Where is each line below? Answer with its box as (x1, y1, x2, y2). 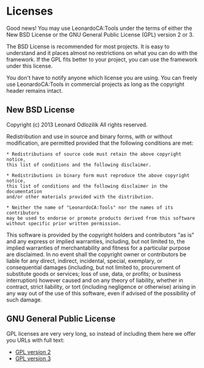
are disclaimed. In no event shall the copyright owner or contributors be (6, 250, 186, 258)
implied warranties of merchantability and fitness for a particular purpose (6, 244, 191, 251)
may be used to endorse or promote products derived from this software (6, 215, 195, 221)
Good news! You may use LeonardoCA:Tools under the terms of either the (6, 24, 192, 32)
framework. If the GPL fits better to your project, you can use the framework (6, 56, 198, 63)
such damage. (6, 296, 43, 303)
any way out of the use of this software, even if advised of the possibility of (6, 289, 196, 297)
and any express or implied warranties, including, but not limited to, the (6, 237, 185, 245)
